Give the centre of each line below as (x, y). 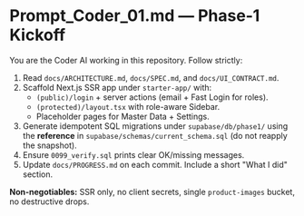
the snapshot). (49, 145)
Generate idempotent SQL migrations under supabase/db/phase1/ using (155, 126)
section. (38, 174)
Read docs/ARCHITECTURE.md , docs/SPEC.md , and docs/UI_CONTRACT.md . (151, 77)
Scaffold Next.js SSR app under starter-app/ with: (117, 87)
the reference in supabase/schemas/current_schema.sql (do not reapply (155, 135)
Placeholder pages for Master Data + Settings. (123, 116)
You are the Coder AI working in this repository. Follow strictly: (126, 60)
